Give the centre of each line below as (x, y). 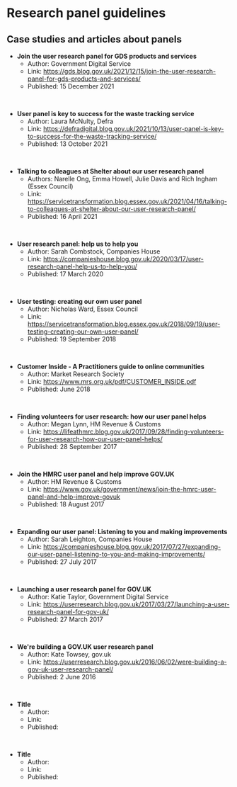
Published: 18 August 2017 (66, 504)
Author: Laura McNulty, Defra (70, 121)
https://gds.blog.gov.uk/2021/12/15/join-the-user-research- (129, 71)
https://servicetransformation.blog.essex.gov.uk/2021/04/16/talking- (127, 201)
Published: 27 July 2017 (62, 562)
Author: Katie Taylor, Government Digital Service (98, 597)
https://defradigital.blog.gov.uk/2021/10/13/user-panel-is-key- (133, 129)
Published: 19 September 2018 (72, 339)
